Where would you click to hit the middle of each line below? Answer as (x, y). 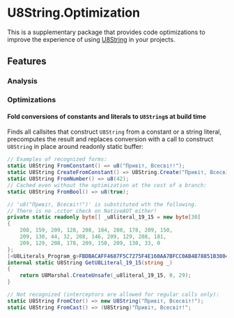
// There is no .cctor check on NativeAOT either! (82, 211)
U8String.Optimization (74, 13)
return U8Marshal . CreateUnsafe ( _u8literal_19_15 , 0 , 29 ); (106, 276)
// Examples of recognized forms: (57, 159)
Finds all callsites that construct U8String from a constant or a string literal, (114, 132)
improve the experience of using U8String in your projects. (91, 39)
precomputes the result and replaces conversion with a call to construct (110, 139)
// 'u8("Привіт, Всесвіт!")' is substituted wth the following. (102, 204)
